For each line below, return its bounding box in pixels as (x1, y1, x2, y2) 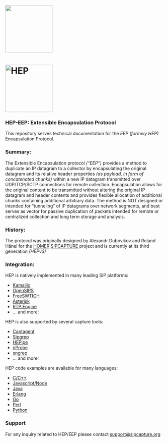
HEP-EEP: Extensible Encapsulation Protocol (5, 119, 116, 126)
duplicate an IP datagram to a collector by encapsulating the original (5, 165, 147, 171)
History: (5, 226, 26, 233)
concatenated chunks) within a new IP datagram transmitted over (5, 176, 141, 182)
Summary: (5, 148, 32, 155)
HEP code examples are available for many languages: (5, 365, 118, 371)
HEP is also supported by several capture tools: (5, 319, 104, 325)
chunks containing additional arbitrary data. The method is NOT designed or (5, 197, 163, 203)
